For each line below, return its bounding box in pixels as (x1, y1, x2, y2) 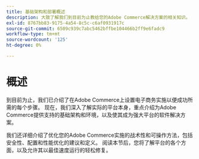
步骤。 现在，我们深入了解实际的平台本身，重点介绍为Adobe (26, 103, 177, 111)
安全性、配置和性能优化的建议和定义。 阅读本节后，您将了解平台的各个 (6, 139, 181, 146)
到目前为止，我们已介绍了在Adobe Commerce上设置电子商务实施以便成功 (6, 96, 188, 103)
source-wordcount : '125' (6, 37, 68, 43)
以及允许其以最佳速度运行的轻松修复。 (16, 146, 111, 154)
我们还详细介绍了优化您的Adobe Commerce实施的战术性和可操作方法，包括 (6, 131, 193, 139)
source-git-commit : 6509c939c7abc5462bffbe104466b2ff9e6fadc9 (6, 25, 165, 32)
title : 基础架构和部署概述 (6, 8, 66, 15)
